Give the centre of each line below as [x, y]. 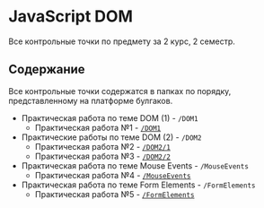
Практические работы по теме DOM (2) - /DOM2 [111, 137]
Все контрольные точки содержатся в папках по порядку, [120, 91]
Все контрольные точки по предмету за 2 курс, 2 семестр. [122, 41]
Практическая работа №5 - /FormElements [114, 194]
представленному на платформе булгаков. [91, 100]
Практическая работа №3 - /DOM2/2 [103, 156]
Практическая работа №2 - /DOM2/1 [103, 146]
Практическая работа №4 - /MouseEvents [113, 175]
